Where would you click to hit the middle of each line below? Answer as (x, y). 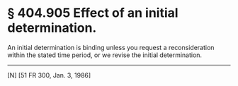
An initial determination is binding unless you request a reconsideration (111, 47)
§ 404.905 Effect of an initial (93, 13)
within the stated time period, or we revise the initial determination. (105, 55)
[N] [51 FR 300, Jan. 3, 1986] (49, 75)
